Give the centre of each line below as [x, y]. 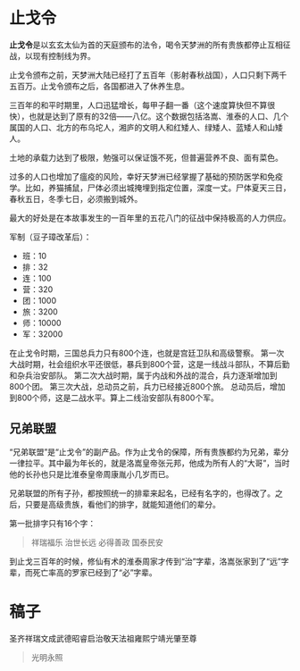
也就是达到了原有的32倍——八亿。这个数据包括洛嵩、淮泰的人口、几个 [158, 116]
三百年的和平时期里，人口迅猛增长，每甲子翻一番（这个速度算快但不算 [138, 105]
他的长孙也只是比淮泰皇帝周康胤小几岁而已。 [92, 474]
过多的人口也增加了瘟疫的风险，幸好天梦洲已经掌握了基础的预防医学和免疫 [146, 176]
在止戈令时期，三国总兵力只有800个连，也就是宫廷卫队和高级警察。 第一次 [147, 353]
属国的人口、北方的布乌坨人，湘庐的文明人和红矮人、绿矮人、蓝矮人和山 [142, 127]
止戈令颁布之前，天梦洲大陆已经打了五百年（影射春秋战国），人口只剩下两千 [148, 75]
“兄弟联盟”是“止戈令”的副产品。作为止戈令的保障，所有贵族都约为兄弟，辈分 [149, 451]
